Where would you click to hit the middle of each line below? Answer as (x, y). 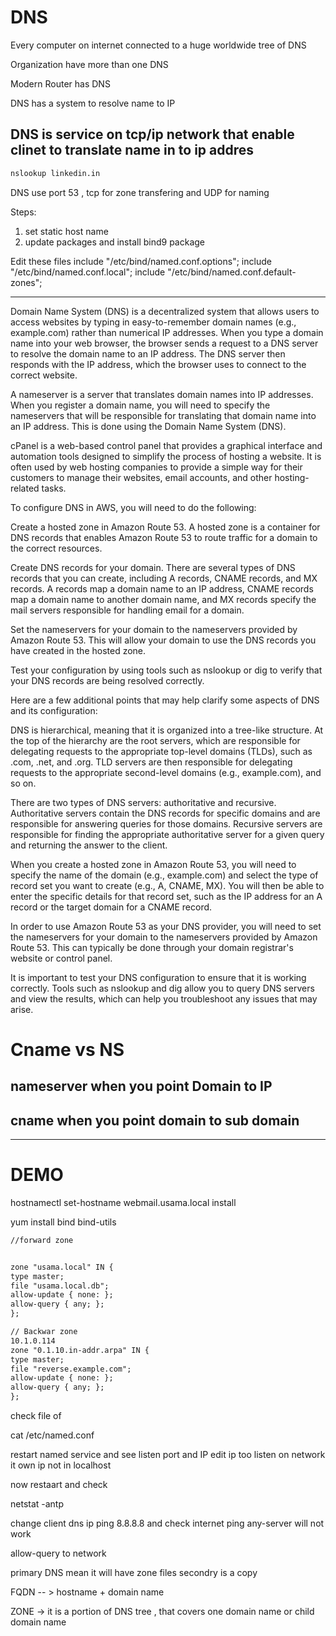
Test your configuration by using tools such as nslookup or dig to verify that (166, 670)
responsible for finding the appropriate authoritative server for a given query (167, 834)
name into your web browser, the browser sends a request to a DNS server (164, 343)
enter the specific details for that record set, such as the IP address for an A (166, 896)
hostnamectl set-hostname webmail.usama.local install (123, 1202)
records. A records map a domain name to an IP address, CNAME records (162, 588)
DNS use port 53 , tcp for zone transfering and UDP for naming (140, 192)
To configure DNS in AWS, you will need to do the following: (133, 507)
